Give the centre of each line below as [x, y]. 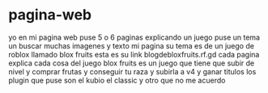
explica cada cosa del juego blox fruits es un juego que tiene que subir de [132, 63]
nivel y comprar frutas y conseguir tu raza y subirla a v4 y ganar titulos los [132, 71]
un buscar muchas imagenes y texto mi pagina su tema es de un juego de [132, 45]
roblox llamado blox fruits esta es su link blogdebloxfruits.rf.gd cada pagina [134, 54]
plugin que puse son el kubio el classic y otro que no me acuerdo [117, 80]
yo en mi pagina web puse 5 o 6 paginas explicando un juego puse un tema [134, 37]
